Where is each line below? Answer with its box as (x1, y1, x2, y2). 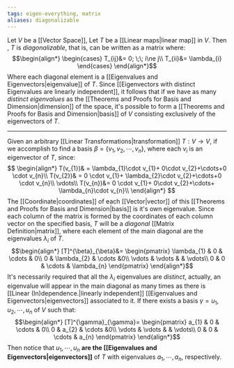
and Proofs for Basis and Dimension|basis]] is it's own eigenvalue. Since (7, 205, 214, 213)
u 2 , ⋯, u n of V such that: (7, 305, 77, 316)
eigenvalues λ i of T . (7, 234, 64, 245)
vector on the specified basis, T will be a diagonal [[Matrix (7, 220, 175, 228)
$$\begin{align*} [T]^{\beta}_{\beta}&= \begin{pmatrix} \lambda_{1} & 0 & (11, 247, 223, 255)
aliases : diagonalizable (7, 17, 79, 24)
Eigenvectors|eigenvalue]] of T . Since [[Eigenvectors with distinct (7, 79, 196, 88)
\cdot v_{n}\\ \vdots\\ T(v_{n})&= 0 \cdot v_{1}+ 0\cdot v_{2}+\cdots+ (19, 179, 215, 187)
